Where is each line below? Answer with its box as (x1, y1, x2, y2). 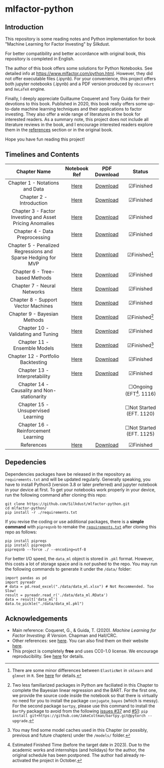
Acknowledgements (5, 615, 68, 623)
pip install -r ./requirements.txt (5, 510, 78, 515)
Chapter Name (16, 168, 51, 175)
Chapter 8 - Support (10, 296, 58, 303)
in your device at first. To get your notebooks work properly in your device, (5, 486, 156, 493)
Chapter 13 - (18, 366, 49, 373)
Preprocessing (17, 234, 50, 240)
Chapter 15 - (18, 401, 49, 408)
